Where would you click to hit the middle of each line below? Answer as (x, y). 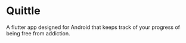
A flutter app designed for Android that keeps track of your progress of (93, 27)
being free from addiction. (38, 33)
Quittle (23, 11)
